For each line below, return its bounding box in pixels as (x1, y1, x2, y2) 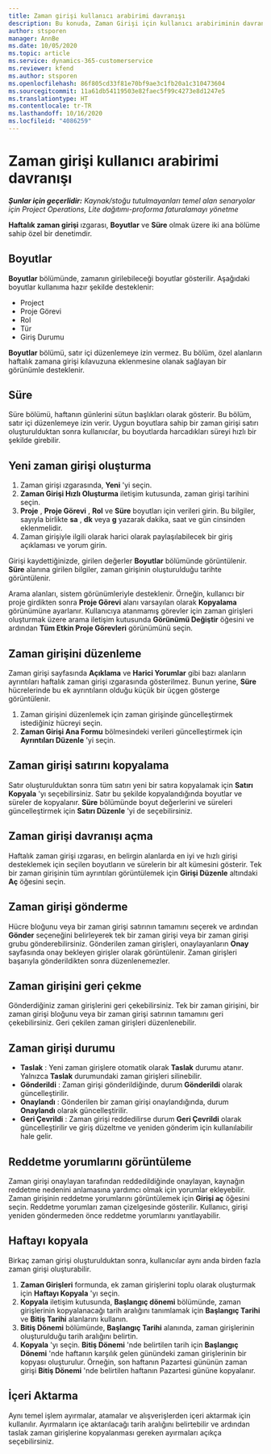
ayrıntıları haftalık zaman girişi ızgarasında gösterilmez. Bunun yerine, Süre (8, 676, 256, 687)
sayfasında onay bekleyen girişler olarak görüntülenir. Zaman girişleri (8, 947, 238, 957)
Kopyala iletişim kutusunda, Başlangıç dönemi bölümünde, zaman (19, 1296, 242, 1306)
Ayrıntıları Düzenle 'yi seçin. (19, 735, 116, 745)
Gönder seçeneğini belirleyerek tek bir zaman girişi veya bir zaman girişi (8, 930, 248, 940)
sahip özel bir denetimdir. (8, 228, 93, 238)
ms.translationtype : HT (8, 95, 89, 103)
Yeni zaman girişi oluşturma (8, 458, 152, 473)
